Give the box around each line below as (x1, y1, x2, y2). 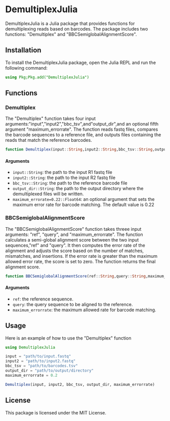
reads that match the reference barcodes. (5, 137, 92, 143)
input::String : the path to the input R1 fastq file (12, 169, 112, 175)
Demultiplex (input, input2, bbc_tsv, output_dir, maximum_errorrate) (5, 382, 155, 387)
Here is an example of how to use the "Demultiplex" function (5, 335, 132, 341)
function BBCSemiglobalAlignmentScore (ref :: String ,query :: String (5, 274, 146, 279)
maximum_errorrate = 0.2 (5, 373, 58, 378)
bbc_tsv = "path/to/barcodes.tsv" (5, 364, 78, 369)
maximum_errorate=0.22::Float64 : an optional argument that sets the (12, 196, 155, 202)
